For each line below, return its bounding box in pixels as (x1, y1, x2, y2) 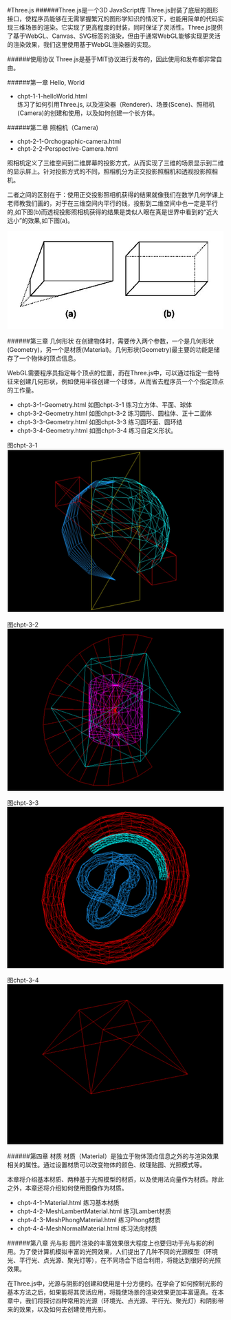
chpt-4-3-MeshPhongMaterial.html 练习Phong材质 (16, 1215, 161, 1224)
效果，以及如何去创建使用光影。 (19, 1305, 110, 1313)
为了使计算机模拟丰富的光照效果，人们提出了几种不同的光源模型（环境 (19, 1247, 218, 1255)
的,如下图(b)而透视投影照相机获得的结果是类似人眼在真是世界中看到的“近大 (7, 208, 219, 216)
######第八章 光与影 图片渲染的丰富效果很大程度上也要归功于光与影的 (7, 1239, 208, 1247)
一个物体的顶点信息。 (19, 354, 80, 362)
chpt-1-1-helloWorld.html (16, 92, 88, 100)
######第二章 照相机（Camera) (7, 123, 98, 132)
